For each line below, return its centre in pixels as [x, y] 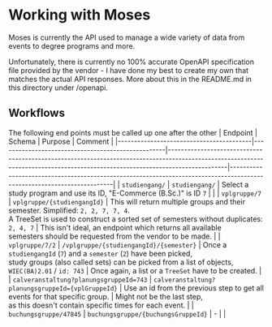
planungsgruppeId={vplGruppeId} [63, 288]
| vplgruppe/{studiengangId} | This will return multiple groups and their [127, 201]
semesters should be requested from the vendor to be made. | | [114, 236]
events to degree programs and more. [72, 45]
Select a [235, 184]
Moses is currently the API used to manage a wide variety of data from [127, 37]
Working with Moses [80, 15]
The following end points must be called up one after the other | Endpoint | [133, 132]
